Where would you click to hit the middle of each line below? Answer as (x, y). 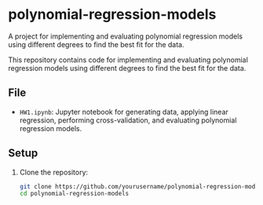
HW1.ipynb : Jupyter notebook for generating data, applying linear (124, 112)
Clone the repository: (54, 172)
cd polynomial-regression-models (74, 194)
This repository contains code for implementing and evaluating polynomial (128, 60)
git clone (36, 186)
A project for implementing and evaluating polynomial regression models (126, 36)
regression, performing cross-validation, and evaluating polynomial (128, 120)
